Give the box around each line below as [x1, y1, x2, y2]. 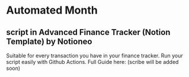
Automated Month [6, 4, 98, 17]
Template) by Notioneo [6, 36, 92, 46]
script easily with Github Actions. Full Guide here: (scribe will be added [6, 59, 179, 65]
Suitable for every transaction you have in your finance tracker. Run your [6, 52, 183, 59]
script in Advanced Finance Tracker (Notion [6, 27, 171, 37]
